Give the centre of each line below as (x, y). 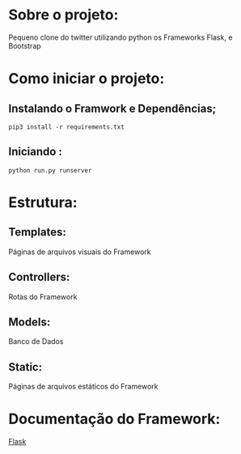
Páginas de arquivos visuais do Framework (80, 252)
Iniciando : (36, 152)
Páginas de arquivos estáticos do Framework (83, 387)
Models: (30, 322)
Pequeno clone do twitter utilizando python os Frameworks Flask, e (120, 37)
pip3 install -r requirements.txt (67, 127)
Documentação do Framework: (114, 419)
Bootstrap (25, 45)
